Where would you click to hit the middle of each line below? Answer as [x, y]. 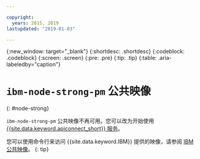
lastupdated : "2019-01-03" [41, 29]
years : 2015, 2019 [36, 23]
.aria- [165, 58]
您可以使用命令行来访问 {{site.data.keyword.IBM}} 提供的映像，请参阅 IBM [100, 142]
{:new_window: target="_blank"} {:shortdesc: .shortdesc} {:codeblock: [96, 51]
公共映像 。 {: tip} [28, 149]
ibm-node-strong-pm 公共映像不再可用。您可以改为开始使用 [80, 121]
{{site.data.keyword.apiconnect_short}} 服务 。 [65, 128]
